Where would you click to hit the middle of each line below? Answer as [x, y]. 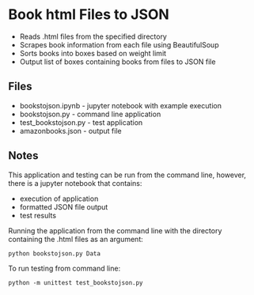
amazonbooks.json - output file [70, 130]
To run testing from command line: [64, 268]
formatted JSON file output [64, 206]
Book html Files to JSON [89, 15]
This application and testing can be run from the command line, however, [127, 175]
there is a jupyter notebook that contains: [75, 183]
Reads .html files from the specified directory [93, 36]
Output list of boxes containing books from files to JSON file [118, 62]
